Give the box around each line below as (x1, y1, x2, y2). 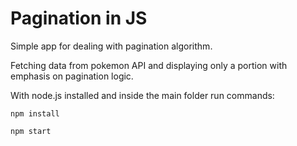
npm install (10, 108, 60, 119)
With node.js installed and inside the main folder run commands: (10, 89, 275, 101)
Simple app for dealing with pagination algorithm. (10, 40, 213, 52)
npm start (10, 126, 52, 136)
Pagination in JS (10, 7, 148, 30)
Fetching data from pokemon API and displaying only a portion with (10, 59, 288, 71)
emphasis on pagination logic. (10, 70, 134, 82)
